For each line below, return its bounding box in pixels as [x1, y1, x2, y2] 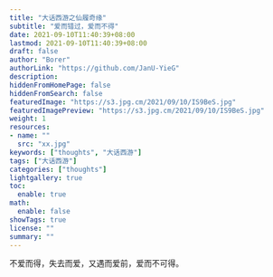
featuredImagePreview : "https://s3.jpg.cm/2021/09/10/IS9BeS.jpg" [9, 106, 265, 115]
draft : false [9, 47, 59, 56]
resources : [9, 123, 51, 132]
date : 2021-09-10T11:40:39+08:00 [9, 30, 136, 39]
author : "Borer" [9, 55, 71, 64]
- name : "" [9, 131, 51, 140]
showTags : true [9, 215, 67, 224]
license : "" [9, 224, 54, 233]
